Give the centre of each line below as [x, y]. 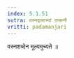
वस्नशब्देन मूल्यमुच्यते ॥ [32, 47]
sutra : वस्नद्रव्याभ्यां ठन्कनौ [37, 20]
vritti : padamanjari [37, 27]
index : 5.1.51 [28, 14]
